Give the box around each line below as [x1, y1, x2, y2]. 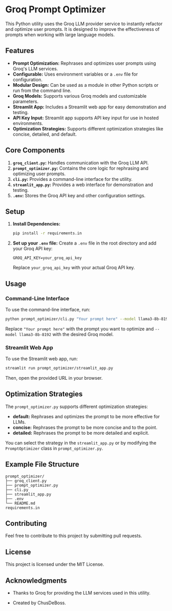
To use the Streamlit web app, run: [5, 356, 78, 362]
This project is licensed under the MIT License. [5, 561, 104, 567]
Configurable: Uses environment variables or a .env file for [12, 71, 138, 77]
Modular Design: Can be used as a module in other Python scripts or [12, 82, 159, 88]
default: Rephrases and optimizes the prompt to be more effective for [12, 413, 160, 419]
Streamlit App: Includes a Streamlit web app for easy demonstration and [12, 104, 166, 110]
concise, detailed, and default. [12, 131, 77, 137]
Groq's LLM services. [12, 65, 58, 71]
